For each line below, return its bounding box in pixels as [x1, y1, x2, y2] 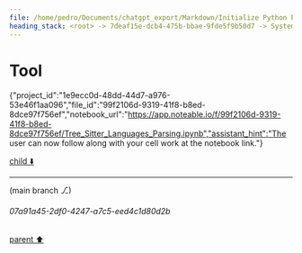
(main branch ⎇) [9, 185, 72, 196]
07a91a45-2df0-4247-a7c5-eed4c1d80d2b [9, 206, 171, 217]
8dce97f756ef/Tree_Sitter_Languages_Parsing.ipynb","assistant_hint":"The [9, 128, 287, 140]
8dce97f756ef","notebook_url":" [9, 109, 129, 120]
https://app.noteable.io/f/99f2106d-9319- [127, 109, 281, 120]
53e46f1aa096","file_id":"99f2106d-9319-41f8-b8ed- [9, 100, 207, 111]
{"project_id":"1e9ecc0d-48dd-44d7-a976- [9, 90, 171, 101]
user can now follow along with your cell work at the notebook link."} [9, 138, 263, 149]
